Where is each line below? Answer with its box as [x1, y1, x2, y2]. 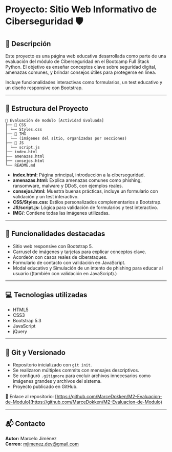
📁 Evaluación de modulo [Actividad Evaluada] [5, 118, 104, 123]
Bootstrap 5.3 [12, 318, 42, 324]
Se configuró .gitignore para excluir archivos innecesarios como [12, 373, 151, 379]
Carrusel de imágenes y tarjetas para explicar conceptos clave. [12, 249, 146, 255]
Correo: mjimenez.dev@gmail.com [5, 441, 79, 447]
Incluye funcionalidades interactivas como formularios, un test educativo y [5, 79, 163, 85]
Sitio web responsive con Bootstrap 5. [12, 243, 93, 249]
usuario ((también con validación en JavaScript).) [12, 270, 117, 276]
